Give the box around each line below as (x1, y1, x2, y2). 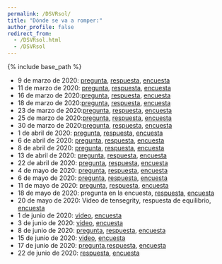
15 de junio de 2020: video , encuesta (17, 234, 126, 242)
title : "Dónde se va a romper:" (7, 17, 103, 24)
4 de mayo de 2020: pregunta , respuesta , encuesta (17, 167, 168, 174)
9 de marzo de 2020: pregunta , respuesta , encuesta (17, 76, 170, 85)
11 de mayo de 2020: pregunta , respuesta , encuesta (17, 181, 169, 189)
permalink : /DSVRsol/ (7, 10, 71, 18)
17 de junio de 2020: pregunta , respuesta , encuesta (17, 241, 166, 249)
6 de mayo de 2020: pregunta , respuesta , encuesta (17, 174, 168, 182)
